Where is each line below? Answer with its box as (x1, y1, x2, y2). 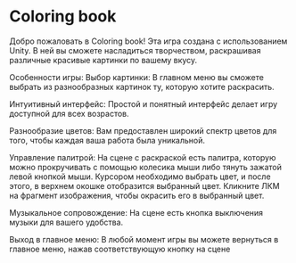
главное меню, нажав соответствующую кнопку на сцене (9, 243, 231, 254)
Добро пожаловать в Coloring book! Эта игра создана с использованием (9, 36, 288, 46)
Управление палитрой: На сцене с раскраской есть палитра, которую (9, 152, 276, 162)
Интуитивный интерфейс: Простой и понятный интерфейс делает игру (9, 98, 278, 109)
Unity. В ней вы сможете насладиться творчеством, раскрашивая (9, 45, 261, 55)
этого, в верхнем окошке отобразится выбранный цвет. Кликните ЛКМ (9, 180, 280, 191)
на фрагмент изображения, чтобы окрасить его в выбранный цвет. (9, 190, 265, 201)
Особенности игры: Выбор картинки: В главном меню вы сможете (9, 71, 265, 82)
